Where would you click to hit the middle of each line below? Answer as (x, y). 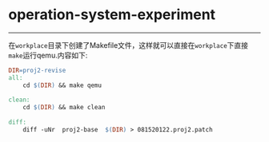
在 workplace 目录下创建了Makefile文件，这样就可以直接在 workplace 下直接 (128, 45)
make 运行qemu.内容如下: (48, 55)
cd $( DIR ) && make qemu (62, 85)
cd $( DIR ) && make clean (64, 108)
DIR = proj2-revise (37, 70)
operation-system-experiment (112, 15)
